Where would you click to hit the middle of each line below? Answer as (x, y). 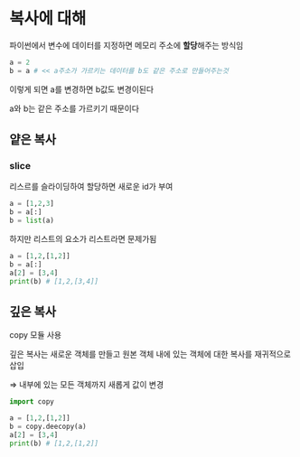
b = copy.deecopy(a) (48, 427)
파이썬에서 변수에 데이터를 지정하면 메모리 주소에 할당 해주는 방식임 (127, 45)
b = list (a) (32, 221)
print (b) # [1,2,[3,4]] (54, 281)
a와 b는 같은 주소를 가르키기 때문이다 (75, 108)
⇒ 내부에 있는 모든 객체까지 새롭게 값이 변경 (87, 385)
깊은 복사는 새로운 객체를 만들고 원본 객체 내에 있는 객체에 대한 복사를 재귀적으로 (150, 354)
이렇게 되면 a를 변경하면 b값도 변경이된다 (82, 89)
